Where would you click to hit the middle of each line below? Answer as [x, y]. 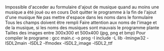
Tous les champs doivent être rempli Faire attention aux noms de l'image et [81, 22]
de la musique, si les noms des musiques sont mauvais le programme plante [82, 28]
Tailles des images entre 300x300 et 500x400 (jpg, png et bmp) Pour [75, 33]
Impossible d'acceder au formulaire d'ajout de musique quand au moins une [82, 7]
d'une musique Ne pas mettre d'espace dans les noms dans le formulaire [79, 17]
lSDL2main [16, 43]
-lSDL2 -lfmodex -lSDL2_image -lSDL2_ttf [70, 43]
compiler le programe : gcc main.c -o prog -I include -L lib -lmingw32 [75, 38]
